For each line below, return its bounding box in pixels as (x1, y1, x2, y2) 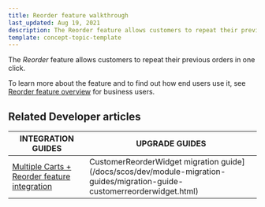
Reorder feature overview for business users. (8, 87, 155, 97)
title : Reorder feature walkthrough (8, 11, 129, 20)
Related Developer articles (8, 109, 141, 123)
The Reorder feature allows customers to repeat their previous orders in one (8, 55, 256, 65)
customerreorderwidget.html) (89, 186, 199, 197)
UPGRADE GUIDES (136, 139, 207, 150)
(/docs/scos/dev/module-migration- (89, 166, 226, 177)
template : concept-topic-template (8, 33, 122, 42)
